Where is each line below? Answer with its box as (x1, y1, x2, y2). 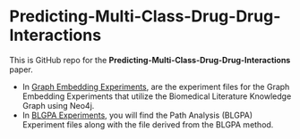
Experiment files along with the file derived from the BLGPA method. (21, 119, 274, 130)
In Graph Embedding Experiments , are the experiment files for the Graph (21, 81, 290, 92)
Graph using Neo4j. (21, 100, 95, 110)
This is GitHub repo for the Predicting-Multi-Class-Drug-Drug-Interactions (9, 54, 291, 65)
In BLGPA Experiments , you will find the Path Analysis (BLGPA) (21, 110, 253, 120)
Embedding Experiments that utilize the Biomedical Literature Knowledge (21, 91, 292, 102)
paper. (9, 64, 33, 75)
